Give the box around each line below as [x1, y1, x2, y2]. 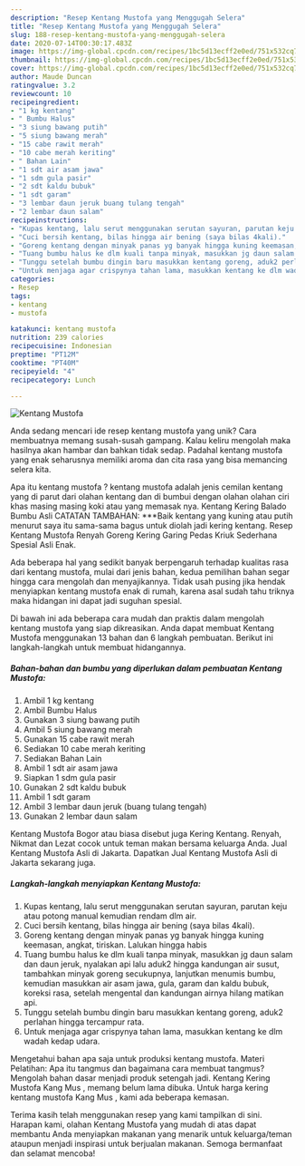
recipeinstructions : [10, 215, 89, 225]
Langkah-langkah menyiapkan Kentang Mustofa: [10, 878, 202, 889]
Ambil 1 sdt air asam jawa [23, 763, 119, 773]
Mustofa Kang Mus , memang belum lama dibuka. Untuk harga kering [10, 1083, 269, 1093]
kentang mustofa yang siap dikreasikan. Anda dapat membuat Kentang [10, 623, 275, 634]
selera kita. [10, 464, 52, 475]
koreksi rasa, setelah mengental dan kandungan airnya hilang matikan [23, 987, 284, 998]
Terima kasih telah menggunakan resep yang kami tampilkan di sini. [10, 1110, 262, 1121]
